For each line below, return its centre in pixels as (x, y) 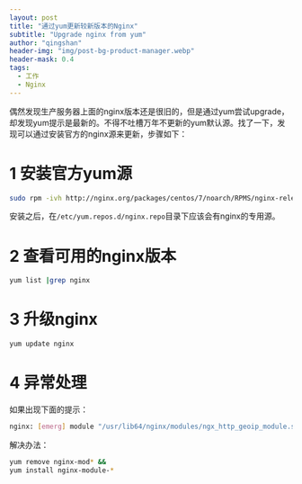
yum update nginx (42, 344)
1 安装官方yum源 (71, 173)
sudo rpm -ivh (36, 198)
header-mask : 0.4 (42, 59)
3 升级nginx (54, 319)
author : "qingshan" (46, 43)
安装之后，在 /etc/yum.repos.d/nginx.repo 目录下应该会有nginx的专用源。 (145, 216)
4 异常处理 (48, 383)
